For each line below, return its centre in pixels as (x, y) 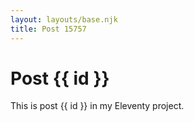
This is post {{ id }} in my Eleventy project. (97, 106)
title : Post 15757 (48, 29)
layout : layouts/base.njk (64, 19)
